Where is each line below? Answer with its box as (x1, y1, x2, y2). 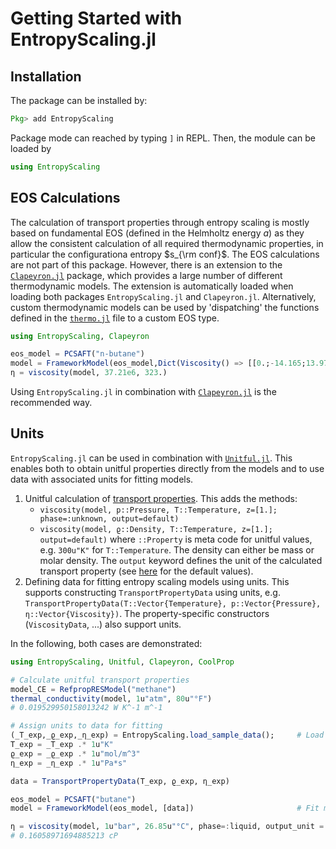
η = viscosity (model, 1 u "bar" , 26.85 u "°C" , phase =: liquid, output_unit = (10, 822, 325, 832)
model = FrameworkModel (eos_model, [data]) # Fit (10, 803, 320, 814)
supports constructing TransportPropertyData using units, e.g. (24, 586, 281, 598)
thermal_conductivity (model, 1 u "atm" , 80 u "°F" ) (10, 693, 213, 704)
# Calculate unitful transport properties (10, 675, 190, 685)
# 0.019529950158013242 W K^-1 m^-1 (10, 703, 163, 713)
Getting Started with (10, 7, 183, 30)
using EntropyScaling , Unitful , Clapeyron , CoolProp (10, 657, 235, 667)
